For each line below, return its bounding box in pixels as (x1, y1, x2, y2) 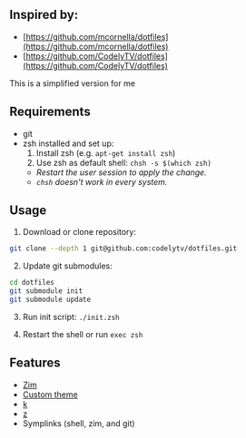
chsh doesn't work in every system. (35, 176, 168, 187)
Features (9, 355, 61, 371)
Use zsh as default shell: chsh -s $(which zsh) (35, 157, 212, 168)
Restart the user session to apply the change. (35, 167, 207, 178)
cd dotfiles (9, 278, 54, 287)
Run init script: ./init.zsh (22, 311, 120, 322)
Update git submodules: (22, 260, 113, 271)
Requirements (9, 104, 91, 120)
